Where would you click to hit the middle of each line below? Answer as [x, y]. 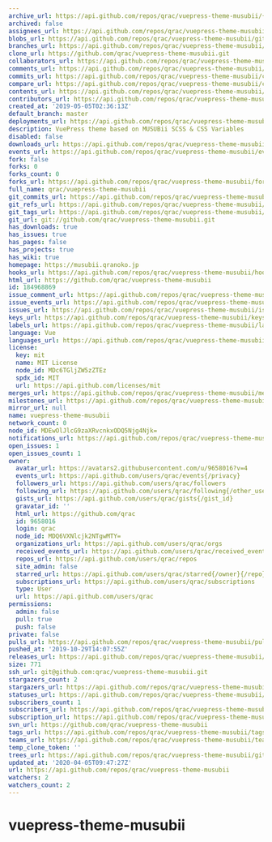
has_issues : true [38, 235]
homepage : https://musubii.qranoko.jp [74, 264]
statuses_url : [32, 694]
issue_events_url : [39, 303]
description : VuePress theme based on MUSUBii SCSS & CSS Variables [126, 129]
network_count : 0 [38, 423]
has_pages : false [38, 243]
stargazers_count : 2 [43, 679]
